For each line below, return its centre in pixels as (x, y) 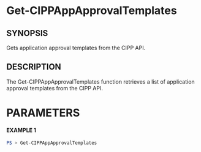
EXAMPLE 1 (21, 130)
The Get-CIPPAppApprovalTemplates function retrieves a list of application (100, 81)
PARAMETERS (43, 113)
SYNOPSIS (27, 33)
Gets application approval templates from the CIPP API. (76, 48)
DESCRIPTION (34, 67)
